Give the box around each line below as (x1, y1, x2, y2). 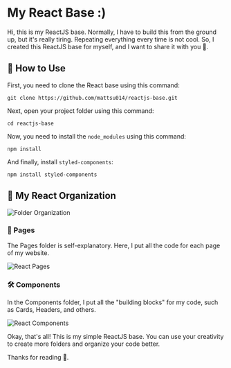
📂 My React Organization (7, 190, 116, 202)
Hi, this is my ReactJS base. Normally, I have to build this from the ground (7, 28, 216, 36)
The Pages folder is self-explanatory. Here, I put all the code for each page (7, 241, 221, 249)
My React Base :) (7, 5, 107, 21)
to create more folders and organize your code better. (7, 340, 160, 348)
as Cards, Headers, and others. (7, 306, 96, 314)
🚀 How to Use (7, 62, 66, 74)
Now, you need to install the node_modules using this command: (7, 132, 187, 140)
